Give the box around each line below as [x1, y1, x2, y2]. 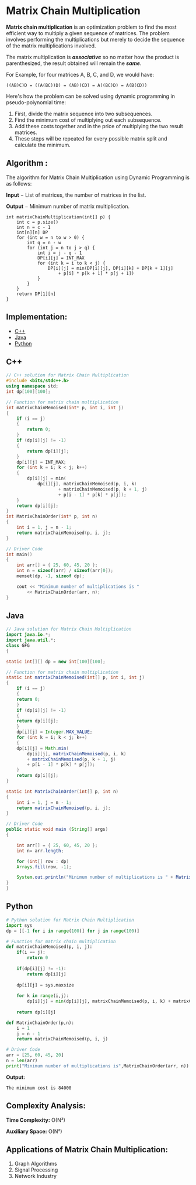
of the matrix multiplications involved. [6, 42, 96, 49]
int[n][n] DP [16, 230, 48, 235]
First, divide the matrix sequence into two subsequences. [14, 110, 153, 117]
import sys [6, 922, 33, 929]
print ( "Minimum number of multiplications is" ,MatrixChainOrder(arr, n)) [6, 1063, 190, 1069]
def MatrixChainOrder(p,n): [6, 1020, 75, 1026]
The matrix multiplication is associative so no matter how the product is [6, 53, 180, 60]
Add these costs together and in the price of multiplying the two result [14, 122, 184, 129]
